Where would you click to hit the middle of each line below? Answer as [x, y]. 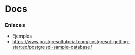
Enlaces [15, 25]
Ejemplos [22, 36]
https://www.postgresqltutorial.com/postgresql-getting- [71, 42]
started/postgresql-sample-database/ [52, 47]
